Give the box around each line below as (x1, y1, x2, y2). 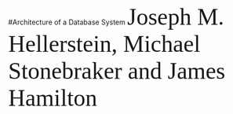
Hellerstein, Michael (8, 31, 201, 57)
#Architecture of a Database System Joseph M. (8, 3, 225, 30)
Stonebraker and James (8, 57, 226, 84)
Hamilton (8, 84, 98, 111)
